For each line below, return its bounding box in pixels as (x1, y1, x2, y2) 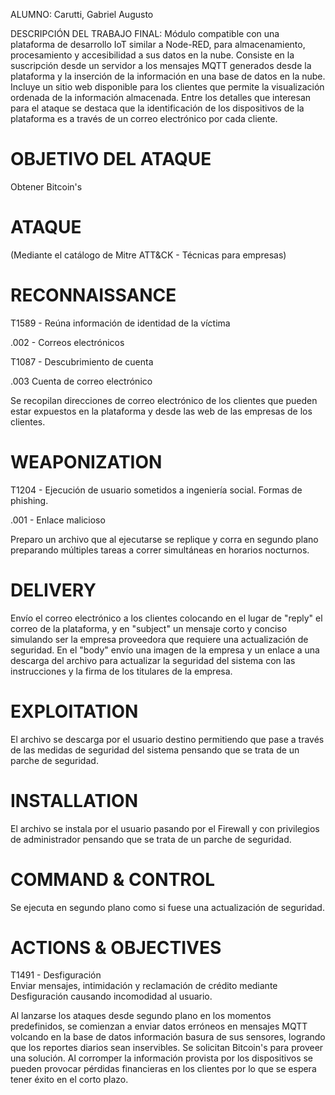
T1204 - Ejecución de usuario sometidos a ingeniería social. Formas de (10, 484, 303, 496)
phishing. (10, 494, 49, 506)
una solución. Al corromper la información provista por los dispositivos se (10, 1052, 314, 1064)
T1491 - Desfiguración (10, 969, 102, 981)
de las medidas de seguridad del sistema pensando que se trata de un (10, 744, 300, 756)
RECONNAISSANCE (10, 284, 177, 307)
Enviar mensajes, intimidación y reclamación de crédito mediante (10, 980, 278, 992)
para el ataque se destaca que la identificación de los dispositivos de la (10, 102, 305, 114)
